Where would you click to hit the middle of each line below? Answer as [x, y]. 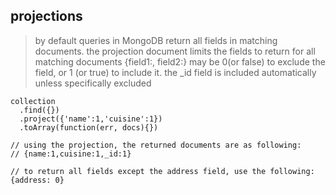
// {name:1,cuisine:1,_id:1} [71, 154]
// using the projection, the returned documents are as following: [156, 145]
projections [46, 16]
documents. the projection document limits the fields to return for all [175, 51]
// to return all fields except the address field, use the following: [162, 171]
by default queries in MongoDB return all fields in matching [156, 40]
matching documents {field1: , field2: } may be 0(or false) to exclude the [180, 61]
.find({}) [39, 110]
